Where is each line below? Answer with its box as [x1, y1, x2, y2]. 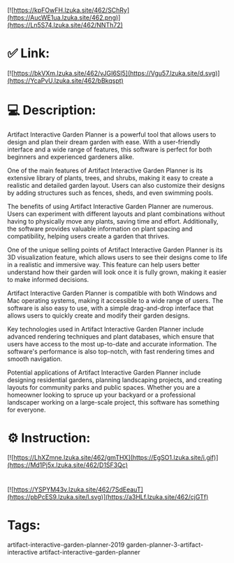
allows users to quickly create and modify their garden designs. [7, 311, 190, 320]
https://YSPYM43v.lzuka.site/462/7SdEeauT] [13, 485, 143, 494]
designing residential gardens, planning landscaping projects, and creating [7, 375, 222, 384]
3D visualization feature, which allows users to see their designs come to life [7, 252, 228, 262]
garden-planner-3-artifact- [126, 540, 204, 549]
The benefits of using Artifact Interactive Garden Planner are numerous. [7, 202, 214, 210]
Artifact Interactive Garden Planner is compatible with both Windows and [7, 289, 217, 297]
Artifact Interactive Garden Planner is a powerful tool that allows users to [7, 130, 217, 139]
